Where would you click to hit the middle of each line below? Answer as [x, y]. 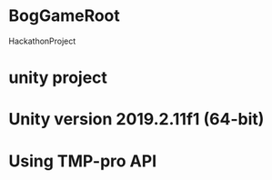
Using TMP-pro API [83, 161]
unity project [58, 78]
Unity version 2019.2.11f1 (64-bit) [136, 120]
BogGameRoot [64, 16]
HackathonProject [42, 41]
